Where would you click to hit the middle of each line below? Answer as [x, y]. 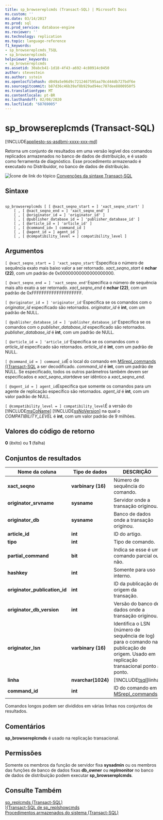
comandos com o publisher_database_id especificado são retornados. [76, 327]
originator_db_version [33, 610]
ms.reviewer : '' [21, 32]
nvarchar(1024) [90, 680]
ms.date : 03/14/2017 [26, 18]
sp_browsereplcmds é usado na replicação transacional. [62, 738]
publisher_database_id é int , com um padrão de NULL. [60, 332]
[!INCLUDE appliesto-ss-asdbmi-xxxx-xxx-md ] [51, 142]
